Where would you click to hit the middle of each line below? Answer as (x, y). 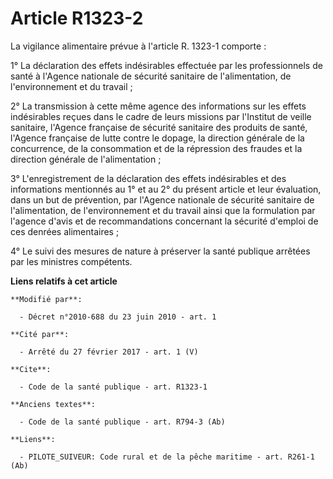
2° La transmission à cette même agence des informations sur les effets (158, 106)
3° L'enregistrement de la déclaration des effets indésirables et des (148, 178)
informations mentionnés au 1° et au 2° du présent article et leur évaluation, (166, 189)
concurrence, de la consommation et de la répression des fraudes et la (156, 148)
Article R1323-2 (77, 18)
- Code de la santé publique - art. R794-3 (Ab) (122, 422)
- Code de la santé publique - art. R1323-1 (113, 387)
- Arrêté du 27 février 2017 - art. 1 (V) (109, 352)
